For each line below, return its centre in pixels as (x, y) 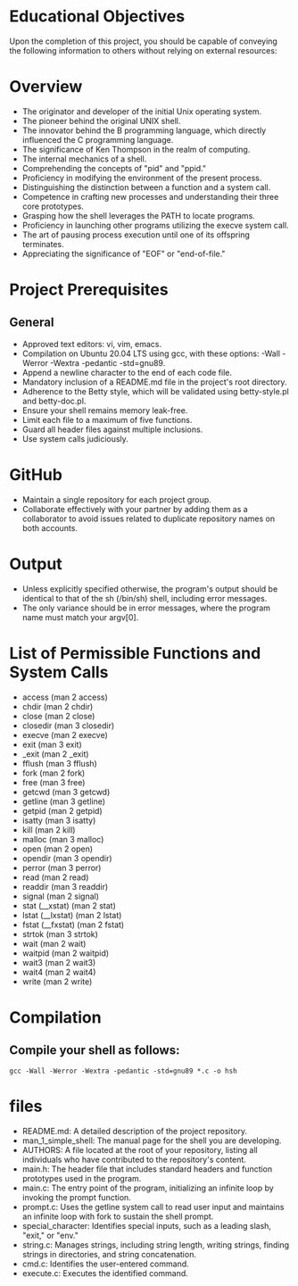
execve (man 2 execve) (65, 734)
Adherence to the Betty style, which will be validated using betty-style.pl (156, 391)
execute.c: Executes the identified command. (105, 1273)
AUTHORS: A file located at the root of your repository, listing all (140, 1149)
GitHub (36, 475)
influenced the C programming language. (98, 139)
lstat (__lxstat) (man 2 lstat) (72, 915)
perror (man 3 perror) (62, 867)
